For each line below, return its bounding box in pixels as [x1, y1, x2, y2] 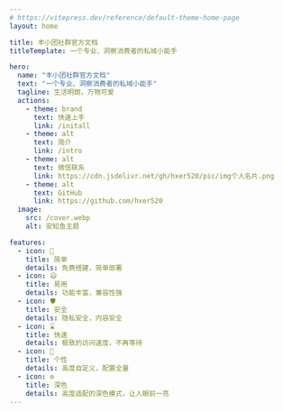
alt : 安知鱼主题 [25, 222, 79, 231]
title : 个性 [25, 355, 68, 365]
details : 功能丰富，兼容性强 [25, 288, 123, 298]
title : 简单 [25, 254, 68, 264]
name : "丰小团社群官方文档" [17, 71, 111, 80]
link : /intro [32, 146, 83, 156]
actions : [17, 96, 50, 105]
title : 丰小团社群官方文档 [9, 38, 99, 47]
